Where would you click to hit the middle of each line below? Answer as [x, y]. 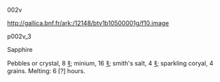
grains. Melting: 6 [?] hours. [46, 71]
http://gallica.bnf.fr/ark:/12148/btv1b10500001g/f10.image [88, 23]
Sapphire [20, 50]
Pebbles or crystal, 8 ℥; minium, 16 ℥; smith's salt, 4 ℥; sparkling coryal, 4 [110, 63]
